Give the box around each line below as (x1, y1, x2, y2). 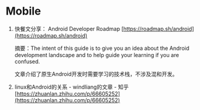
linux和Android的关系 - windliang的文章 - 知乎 (14, 83, 129, 91)
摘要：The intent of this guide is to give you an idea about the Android (14, 44, 190, 52)
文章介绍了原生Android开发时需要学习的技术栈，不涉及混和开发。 (14, 70, 178, 77)
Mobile (5, 4, 41, 18)
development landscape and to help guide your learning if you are (14, 51, 179, 58)
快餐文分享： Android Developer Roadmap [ (14, 25, 124, 32)
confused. (14, 58, 41, 65)
